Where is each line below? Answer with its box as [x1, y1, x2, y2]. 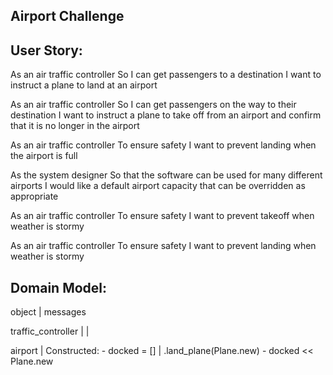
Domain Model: [10, 279, 108, 296]
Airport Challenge [10, 8, 125, 25]
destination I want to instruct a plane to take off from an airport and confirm [10, 109, 322, 121]
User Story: [10, 42, 83, 59]
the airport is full [10, 150, 78, 162]
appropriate [10, 190, 59, 203]
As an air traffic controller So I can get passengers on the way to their [10, 99, 297, 111]
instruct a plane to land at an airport [10, 79, 158, 91]
